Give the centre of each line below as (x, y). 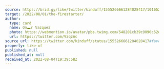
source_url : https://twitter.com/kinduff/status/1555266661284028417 (77, 41)
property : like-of (24, 46)
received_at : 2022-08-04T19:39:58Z (41, 59)
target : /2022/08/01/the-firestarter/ (44, 14)
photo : (16, 32)
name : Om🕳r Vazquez (30, 28)
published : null (21, 50)
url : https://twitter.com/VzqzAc (43, 37)
